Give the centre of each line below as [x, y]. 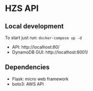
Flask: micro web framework [40, 79]
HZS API [22, 8]
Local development [34, 26]
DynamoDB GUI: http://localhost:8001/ [50, 52]
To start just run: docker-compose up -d [43, 38]
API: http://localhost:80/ [36, 47]
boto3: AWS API [28, 84]
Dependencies [27, 67]
